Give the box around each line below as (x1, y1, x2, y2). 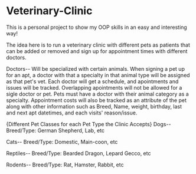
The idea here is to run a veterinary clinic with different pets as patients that (6, 41, 190, 48)
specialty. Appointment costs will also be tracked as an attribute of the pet (6, 96, 187, 104)
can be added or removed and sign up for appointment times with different (6, 47, 188, 54)
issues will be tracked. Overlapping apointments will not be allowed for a (6, 84, 182, 91)
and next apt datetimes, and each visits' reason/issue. (6, 109, 138, 116)
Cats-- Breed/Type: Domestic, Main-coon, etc (6, 138, 118, 145)
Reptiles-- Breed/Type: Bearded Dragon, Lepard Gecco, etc (6, 149, 151, 157)
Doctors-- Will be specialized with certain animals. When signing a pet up (6, 65, 185, 72)
